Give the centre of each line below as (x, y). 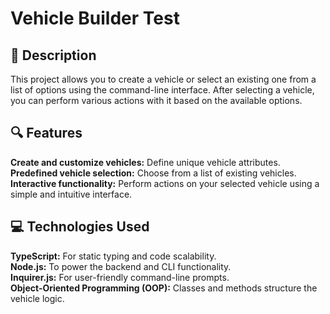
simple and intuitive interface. (71, 194)
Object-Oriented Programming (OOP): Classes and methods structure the (164, 288)
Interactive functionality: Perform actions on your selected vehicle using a (165, 183)
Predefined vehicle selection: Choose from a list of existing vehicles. (153, 173)
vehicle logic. (37, 298)
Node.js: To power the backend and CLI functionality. (121, 266)
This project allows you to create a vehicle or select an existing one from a (163, 79)
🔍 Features (46, 133)
